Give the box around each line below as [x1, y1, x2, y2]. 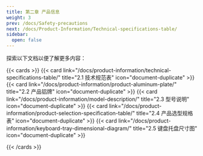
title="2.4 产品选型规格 [136, 110, 193, 117]
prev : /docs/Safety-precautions [6, 20, 88, 26]
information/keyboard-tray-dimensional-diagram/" [6, 125, 132, 132]
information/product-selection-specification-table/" [6, 110, 135, 117]
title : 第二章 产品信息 [6, 8, 60, 15]
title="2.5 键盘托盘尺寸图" [133, 125, 198, 132]
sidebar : [6, 32, 28, 38]
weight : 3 [6, 15, 32, 21]
